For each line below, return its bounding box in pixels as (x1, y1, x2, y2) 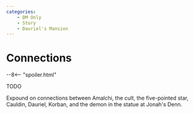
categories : (6, 8, 36, 15)
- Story (17, 20, 36, 26)
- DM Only (17, 14, 42, 20)
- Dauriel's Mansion (17, 25, 68, 32)
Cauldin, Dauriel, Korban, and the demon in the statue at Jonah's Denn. (6, 101, 183, 108)
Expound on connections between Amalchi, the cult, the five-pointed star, (6, 94, 189, 102)
